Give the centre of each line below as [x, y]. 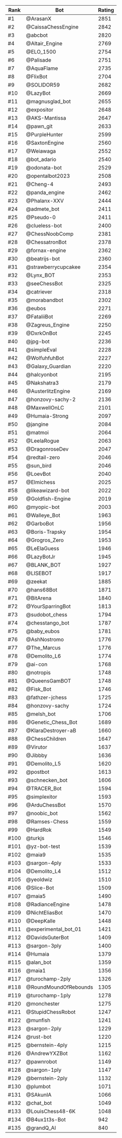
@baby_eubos [43, 631]
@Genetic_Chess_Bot [52, 722]
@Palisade [39, 60]
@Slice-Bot [40, 888]
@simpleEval [41, 350]
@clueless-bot [44, 225]
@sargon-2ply [44, 1028]
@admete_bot [43, 209]
